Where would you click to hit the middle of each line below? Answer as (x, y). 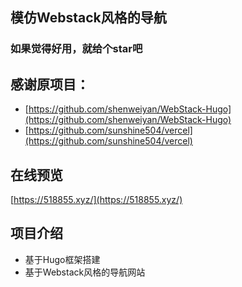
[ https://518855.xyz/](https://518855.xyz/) (96, 199)
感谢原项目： (50, 84)
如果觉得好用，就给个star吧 (76, 49)
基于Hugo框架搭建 (62, 259)
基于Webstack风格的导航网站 (85, 272)
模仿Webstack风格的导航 (88, 18)
